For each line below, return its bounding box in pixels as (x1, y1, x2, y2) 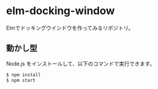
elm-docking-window (6, 4, 115, 18)
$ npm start (6, 77, 36, 83)
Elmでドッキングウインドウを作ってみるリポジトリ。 (6, 24, 134, 31)
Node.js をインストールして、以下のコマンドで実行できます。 (6, 60, 155, 67)
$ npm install (6, 72, 41, 78)
